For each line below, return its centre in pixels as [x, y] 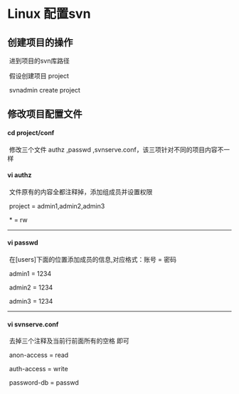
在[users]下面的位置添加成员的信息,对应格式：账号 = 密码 [92, 259]
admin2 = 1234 [31, 287]
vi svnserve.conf [33, 324]
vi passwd [23, 243]
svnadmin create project [44, 90]
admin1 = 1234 [30, 273]
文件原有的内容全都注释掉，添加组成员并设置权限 [81, 191]
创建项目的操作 [40, 42]
